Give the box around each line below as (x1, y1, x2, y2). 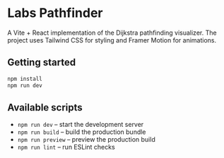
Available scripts (7, 101, 83, 113)
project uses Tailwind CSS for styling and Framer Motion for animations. (7, 35, 217, 44)
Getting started (7, 57, 76, 69)
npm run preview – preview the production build (17, 135, 155, 144)
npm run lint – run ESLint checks (17, 143, 115, 152)
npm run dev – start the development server (17, 120, 144, 129)
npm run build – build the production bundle (17, 128, 146, 136)
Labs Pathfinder (7, 5, 103, 21)
